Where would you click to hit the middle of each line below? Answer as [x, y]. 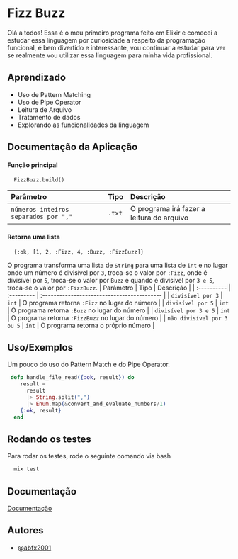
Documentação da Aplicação [73, 147]
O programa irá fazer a [168, 209]
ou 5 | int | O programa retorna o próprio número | [81, 325]
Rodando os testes [50, 439]
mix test [27, 469]
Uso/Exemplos [40, 348]
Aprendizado [36, 78]
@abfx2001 [34, 548]
